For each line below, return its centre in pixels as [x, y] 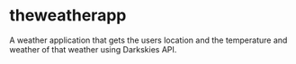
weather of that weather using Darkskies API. [93, 49]
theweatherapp [68, 16]
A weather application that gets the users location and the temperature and [148, 40]
